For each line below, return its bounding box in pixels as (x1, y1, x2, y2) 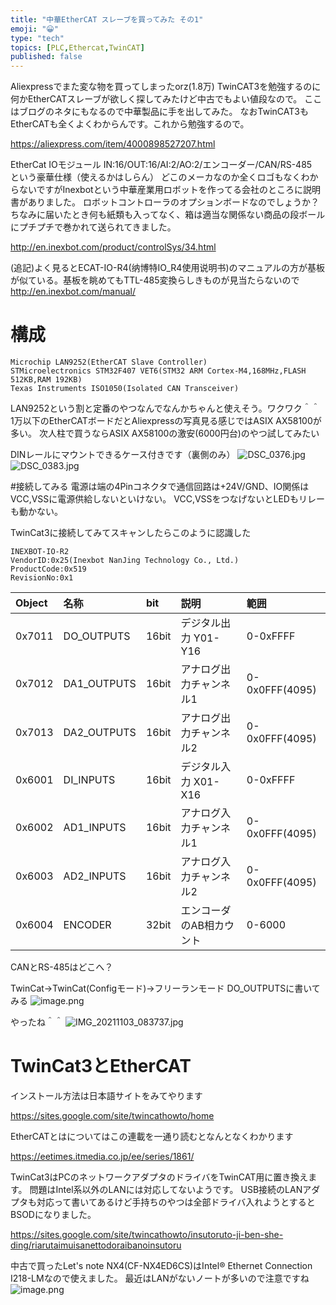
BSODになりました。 (10, 1209, 97, 1220)
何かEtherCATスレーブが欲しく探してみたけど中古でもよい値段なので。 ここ (10, 93, 323, 105)
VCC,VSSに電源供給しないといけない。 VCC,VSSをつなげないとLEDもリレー (10, 493, 325, 505)
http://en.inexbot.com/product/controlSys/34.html (10, 241, 217, 253)
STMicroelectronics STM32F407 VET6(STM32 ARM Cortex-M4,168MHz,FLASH (10, 366, 307, 376)
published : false (10, 52, 83, 62)
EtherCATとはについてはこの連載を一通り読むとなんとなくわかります (10, 1131, 294, 1142)
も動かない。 (10, 506, 63, 518)
